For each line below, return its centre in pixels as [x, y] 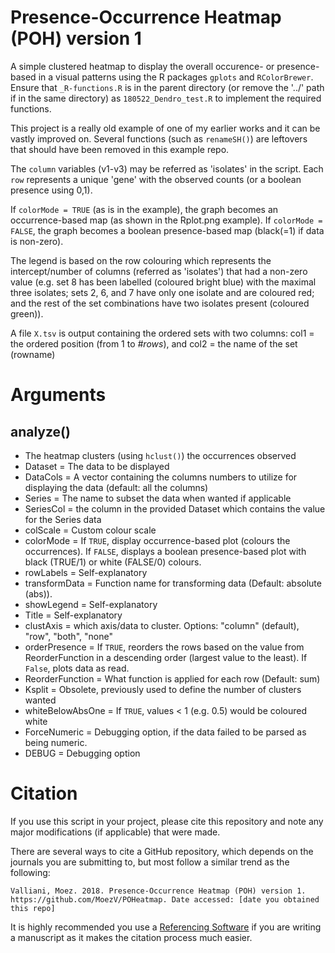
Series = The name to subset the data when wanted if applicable [158, 498]
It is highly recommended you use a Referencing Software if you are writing [166, 927]
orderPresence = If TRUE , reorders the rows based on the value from [164, 647]
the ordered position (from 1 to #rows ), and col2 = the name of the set [154, 343]
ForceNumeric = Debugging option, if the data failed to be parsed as [165, 732]
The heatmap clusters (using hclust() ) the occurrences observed [160, 455]
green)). [27, 313]
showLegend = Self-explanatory [91, 604]
